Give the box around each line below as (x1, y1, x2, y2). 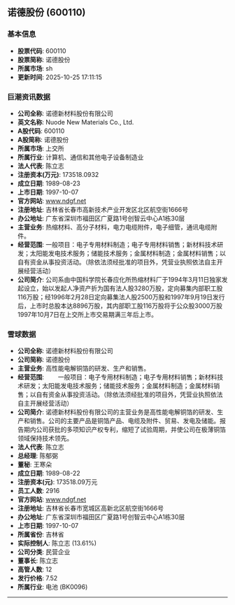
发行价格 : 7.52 (17, 574, 58, 583)
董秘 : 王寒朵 (17, 460, 52, 469)
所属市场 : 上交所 (17, 144, 64, 152)
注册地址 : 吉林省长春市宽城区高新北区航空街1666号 (17, 504, 164, 513)
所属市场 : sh (17, 64, 53, 72)
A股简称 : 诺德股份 (17, 135, 69, 143)
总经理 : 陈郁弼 (17, 452, 58, 460)
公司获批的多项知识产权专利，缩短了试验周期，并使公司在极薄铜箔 (36, 425, 226, 434)
